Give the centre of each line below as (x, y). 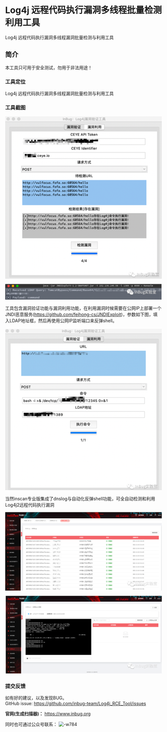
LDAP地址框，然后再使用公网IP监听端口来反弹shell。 (63, 320)
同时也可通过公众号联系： (31, 725)
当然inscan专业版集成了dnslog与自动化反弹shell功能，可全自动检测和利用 (80, 498)
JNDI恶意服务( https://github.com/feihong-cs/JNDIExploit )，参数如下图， (79, 314)
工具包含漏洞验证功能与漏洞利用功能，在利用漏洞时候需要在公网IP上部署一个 (83, 308)
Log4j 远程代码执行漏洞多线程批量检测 (83, 10)
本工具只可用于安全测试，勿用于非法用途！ (49, 67)
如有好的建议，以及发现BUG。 (36, 698)
